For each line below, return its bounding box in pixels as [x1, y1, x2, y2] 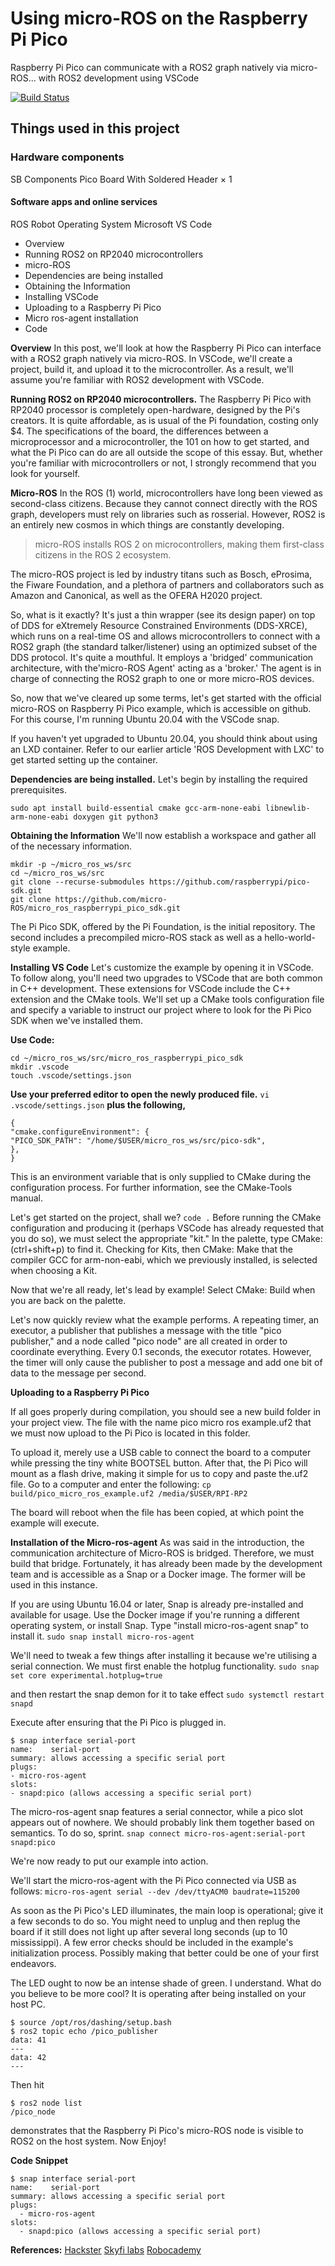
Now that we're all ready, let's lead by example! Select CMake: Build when [10, 1283, 316, 1296]
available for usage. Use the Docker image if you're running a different [10, 1608, 300, 1621]
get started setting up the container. [10, 753, 158, 766]
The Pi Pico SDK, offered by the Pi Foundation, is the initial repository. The [10, 920, 316, 932]
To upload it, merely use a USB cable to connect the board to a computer [10, 1446, 312, 1458]
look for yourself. [10, 467, 81, 479]
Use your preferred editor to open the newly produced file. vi [10, 1088, 270, 1100]
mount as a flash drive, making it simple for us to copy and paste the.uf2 [10, 1467, 309, 1479]
